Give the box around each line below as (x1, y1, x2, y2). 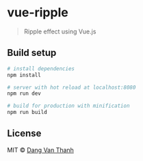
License (7, 128, 42, 139)
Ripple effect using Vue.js (23, 27, 96, 35)
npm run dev (7, 90, 41, 97)
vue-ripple (7, 5, 68, 20)
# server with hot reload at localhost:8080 (7, 84, 136, 91)
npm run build (7, 109, 48, 116)
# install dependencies (7, 65, 75, 72)
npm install (7, 72, 41, 78)
